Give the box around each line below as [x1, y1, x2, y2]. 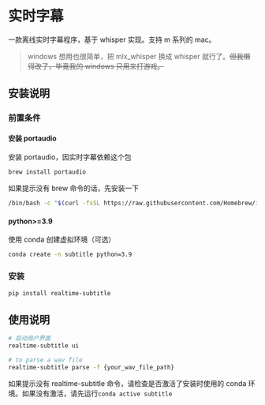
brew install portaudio [8, 168, 87, 176]
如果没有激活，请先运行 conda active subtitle [21, 388, 173, 398]
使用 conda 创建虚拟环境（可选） [8, 234, 116, 245]
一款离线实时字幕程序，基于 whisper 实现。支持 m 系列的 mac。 [8, 35, 216, 44]
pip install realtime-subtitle [8, 289, 111, 297]
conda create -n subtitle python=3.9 [8, 250, 132, 259]
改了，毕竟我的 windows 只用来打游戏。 [34, 61, 165, 71]
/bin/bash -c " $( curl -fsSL [8, 199, 101, 208]
